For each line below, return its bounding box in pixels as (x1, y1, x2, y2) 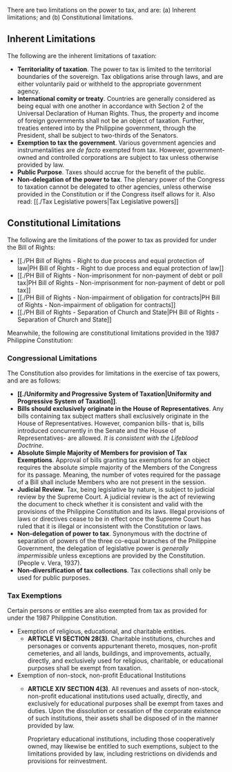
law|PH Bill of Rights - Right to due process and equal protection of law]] (17, 264, 224, 272)
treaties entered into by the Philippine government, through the (17, 124, 197, 132)
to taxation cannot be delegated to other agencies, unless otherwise (17, 183, 212, 191)
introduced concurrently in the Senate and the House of (17, 426, 176, 434)
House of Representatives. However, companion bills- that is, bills (17, 419, 204, 428)
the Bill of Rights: (7, 243, 55, 251)
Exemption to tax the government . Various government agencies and (17, 138, 216, 147)
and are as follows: (7, 376, 61, 385)
